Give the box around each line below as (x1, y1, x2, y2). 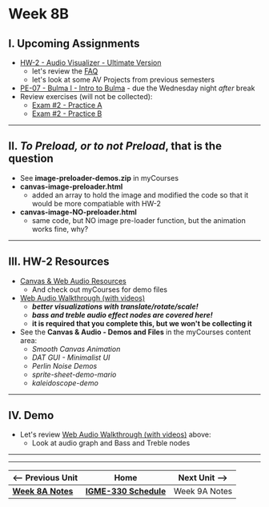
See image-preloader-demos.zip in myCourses (19, 173, 179, 182)
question (8, 152, 54, 166)
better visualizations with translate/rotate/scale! (31, 301, 199, 311)
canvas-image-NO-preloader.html (19, 207, 138, 217)
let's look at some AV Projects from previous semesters (31, 75, 215, 84)
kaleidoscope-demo (31, 377, 98, 388)
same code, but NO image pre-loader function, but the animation (31, 215, 246, 225)
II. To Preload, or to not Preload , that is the (8, 139, 223, 153)
